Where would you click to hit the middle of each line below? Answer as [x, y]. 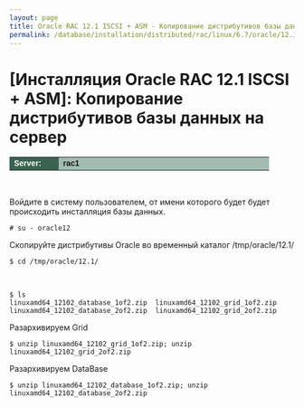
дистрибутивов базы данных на [137, 118]
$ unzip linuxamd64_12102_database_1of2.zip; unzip [109, 385]
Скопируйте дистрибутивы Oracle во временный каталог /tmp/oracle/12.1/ [152, 245]
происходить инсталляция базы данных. [87, 212]
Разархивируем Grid [49, 327]
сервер [38, 137]
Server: [28, 163]
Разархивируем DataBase [59, 369]
